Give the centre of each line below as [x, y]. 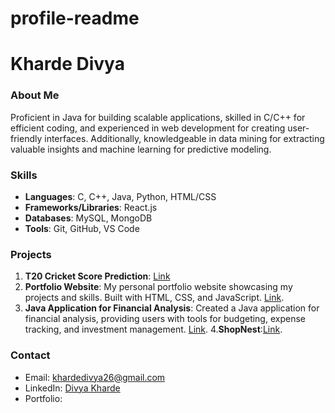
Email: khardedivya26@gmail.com [95, 377]
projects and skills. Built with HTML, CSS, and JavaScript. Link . [154, 298]
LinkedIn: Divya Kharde [72, 388]
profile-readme [75, 18]
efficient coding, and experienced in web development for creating [148, 128]
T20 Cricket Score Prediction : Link [97, 276]
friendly [26, 138]
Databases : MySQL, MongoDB [88, 218]
